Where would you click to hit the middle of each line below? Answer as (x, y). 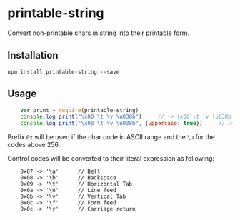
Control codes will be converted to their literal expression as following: (111, 159)
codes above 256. (34, 145)
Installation (33, 55)
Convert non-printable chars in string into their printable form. (99, 33)
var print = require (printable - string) (80, 110)
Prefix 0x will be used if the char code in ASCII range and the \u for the (111, 137)
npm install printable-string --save (64, 72)
